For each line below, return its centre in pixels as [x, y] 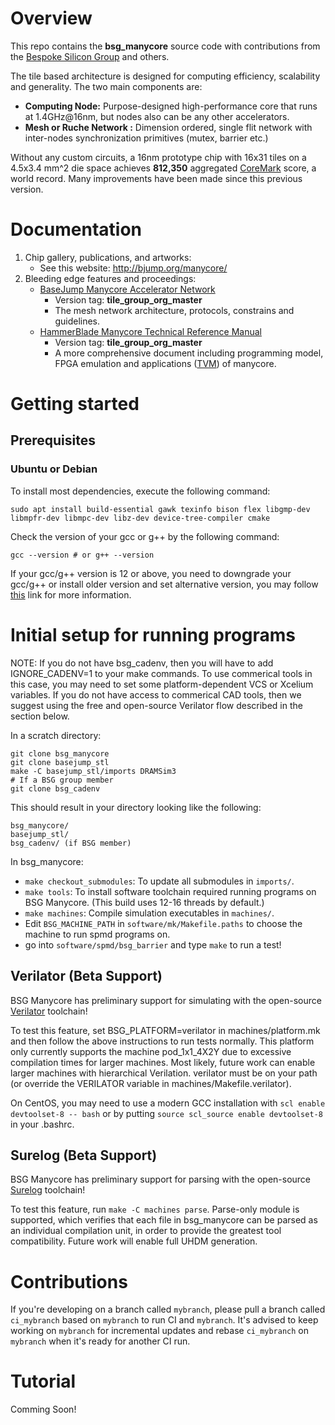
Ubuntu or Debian [54, 469]
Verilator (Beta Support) [86, 976]
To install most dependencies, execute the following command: [140, 491]
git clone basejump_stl [60, 762]
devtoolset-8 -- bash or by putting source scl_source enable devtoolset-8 [166, 1113]
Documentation [76, 229]
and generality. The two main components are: [106, 86]
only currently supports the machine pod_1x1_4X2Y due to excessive [151, 1051]
